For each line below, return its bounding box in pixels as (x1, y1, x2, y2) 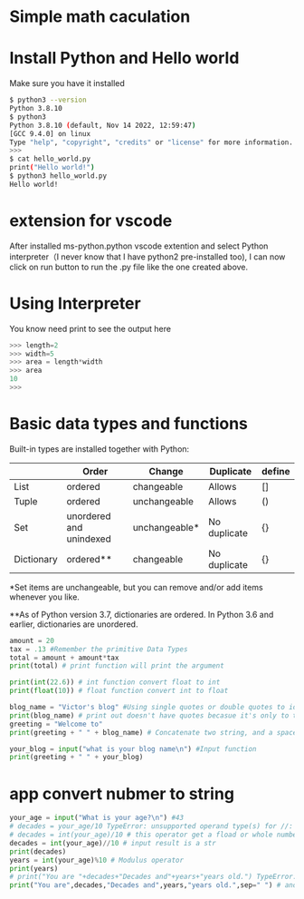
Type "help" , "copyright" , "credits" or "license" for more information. (9, 138, 294, 147)
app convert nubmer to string (9, 783, 235, 804)
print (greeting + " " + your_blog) (9, 753, 144, 762)
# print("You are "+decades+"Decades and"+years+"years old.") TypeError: (9, 873, 298, 882)
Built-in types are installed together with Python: (9, 443, 190, 454)
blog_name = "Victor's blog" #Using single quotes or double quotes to (9, 703, 285, 712)
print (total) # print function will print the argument (9, 661, 224, 670)
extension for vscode (9, 210, 173, 230)
